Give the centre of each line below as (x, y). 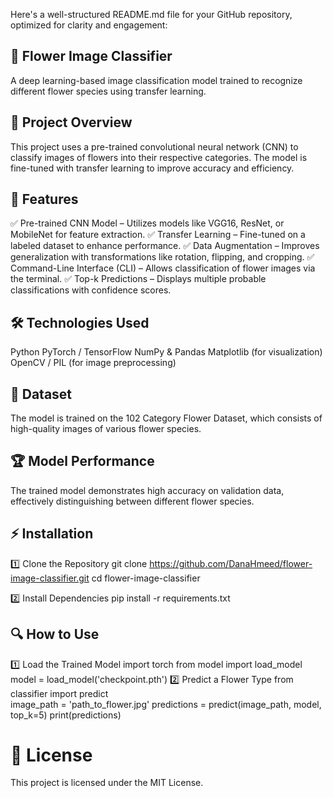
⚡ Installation (52, 534)
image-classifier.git (50, 578)
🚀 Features (44, 199)
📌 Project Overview (71, 122)
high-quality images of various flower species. (106, 429)
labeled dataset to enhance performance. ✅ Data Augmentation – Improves (165, 246)
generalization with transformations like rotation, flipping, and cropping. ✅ (162, 257)
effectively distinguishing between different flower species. (132, 501)
